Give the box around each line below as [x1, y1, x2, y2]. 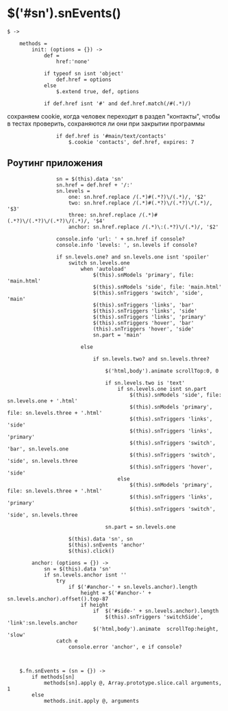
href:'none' [55, 58, 90, 65]
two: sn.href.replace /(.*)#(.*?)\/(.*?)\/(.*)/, [68, 200, 213, 206]
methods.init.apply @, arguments [43, 697, 139, 704]
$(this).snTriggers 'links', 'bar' [92, 301, 194, 309]
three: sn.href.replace [68, 211, 136, 218]
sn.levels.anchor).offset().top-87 [7, 595, 109, 602]
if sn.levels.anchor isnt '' [43, 571, 127, 578]
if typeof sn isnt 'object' [43, 70, 125, 77]
